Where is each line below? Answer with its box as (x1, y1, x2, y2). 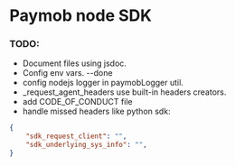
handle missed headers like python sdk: (22, 106, 171, 117)
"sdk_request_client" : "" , (25, 132, 127, 141)
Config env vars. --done (22, 68, 113, 78)
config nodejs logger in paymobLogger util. (22, 78, 183, 88)
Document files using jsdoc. (22, 58, 127, 69)
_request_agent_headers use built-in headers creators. (22, 87, 227, 97)
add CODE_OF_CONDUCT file (22, 97, 133, 107)
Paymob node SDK (9, 5, 152, 26)
